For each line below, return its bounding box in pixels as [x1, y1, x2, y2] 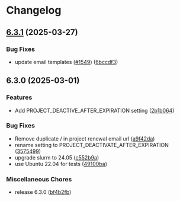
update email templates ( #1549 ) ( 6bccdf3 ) [14, 58, 118, 65]
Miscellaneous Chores [6, 175, 72, 183]
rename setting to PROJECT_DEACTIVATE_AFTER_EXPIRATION [14, 141, 169, 148]
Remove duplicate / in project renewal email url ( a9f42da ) [14, 135, 155, 142]
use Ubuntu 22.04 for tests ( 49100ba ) [14, 160, 108, 167]
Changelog [6, 4, 62, 17]
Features [6, 93, 33, 101]
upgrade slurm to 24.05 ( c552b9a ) [14, 154, 99, 161]
